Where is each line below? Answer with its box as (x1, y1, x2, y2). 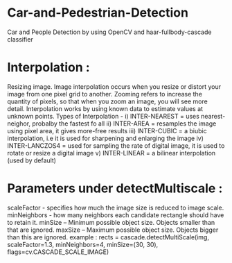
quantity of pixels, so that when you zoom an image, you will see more (7, 97, 208, 105)
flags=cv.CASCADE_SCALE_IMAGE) (7, 248, 109, 256)
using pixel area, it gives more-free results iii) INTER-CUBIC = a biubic (7, 126, 208, 135)
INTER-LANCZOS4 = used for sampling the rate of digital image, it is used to (7, 141, 225, 150)
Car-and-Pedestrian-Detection (7, 5, 189, 21)
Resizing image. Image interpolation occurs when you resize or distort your (7, 82, 222, 91)
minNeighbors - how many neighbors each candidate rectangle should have (7, 210, 224, 219)
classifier (7, 35, 33, 43)
